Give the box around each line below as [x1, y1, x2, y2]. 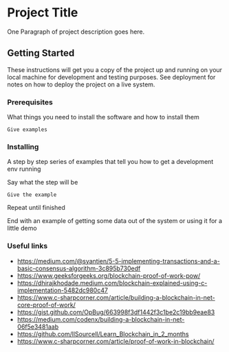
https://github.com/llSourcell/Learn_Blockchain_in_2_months [17, 329, 189, 338]
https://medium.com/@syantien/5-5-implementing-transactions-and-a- [17, 257, 220, 265]
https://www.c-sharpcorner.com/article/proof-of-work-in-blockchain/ [17, 337, 215, 345]
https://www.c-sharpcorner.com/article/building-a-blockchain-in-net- [17, 293, 215, 301]
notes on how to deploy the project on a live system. [7, 80, 155, 89]
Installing [7, 142, 39, 152]
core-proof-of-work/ [17, 301, 76, 309]
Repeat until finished [7, 204, 65, 212]
